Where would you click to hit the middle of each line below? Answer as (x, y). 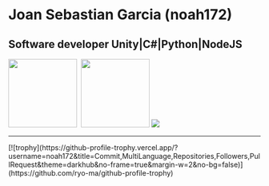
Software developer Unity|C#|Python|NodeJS (125, 44)
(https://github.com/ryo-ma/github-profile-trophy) (91, 173)
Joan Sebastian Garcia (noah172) (120, 15)
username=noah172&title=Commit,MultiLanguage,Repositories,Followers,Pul (134, 156)
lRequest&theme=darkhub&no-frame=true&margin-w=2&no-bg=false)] (126, 164)
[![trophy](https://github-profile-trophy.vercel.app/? (93, 148)
